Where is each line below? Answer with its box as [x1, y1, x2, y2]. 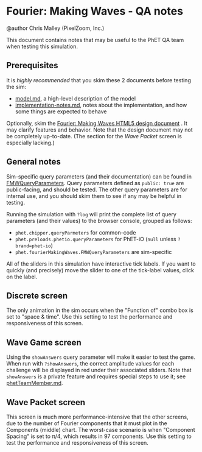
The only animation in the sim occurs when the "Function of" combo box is [6, 306, 193, 314]
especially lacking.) [6, 139, 55, 146]
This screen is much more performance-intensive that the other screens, [6, 413, 189, 420]
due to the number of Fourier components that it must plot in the [6, 420, 167, 427]
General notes [6, 157, 61, 167]
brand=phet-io [15, 242, 51, 249]
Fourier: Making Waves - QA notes [6, 4, 184, 18]
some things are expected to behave [15, 108, 107, 115]
